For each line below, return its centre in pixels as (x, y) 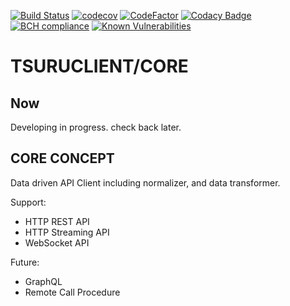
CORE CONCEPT (62, 158)
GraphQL (43, 281)
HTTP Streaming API (67, 232)
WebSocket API (57, 242)
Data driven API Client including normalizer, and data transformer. (145, 182)
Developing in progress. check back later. (96, 127)
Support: (28, 202)
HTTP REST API (57, 221)
